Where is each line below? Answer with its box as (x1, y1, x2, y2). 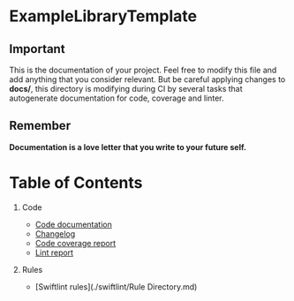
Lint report (34, 247, 73, 258)
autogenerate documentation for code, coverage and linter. (9, 93, 224, 103)
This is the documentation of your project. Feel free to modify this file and (9, 64, 277, 75)
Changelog (34, 228, 76, 239)
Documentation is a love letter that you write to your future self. (9, 141, 247, 152)
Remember (9, 118, 72, 133)
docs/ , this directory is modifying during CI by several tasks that (9, 84, 243, 94)
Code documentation (34, 219, 112, 230)
